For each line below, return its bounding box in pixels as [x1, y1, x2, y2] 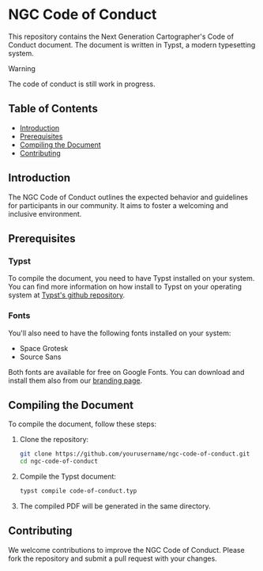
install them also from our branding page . [8, 376, 143, 385]
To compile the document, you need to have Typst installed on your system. [8, 274, 255, 283]
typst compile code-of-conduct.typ [19, 487, 137, 495]
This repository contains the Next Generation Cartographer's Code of [8, 32, 235, 41]
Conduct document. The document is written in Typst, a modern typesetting [8, 40, 256, 49]
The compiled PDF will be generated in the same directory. [19, 501, 211, 511]
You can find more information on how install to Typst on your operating [8, 282, 242, 292]
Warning [8, 63, 36, 73]
